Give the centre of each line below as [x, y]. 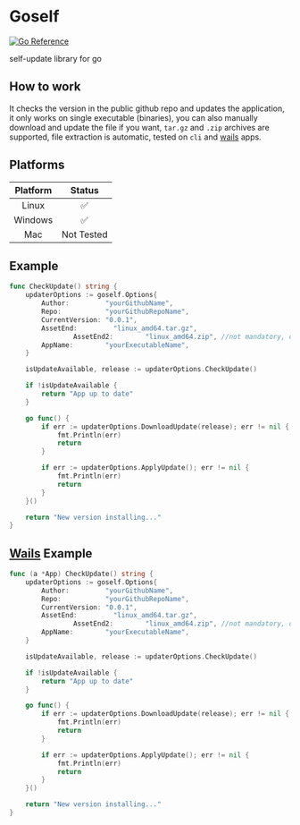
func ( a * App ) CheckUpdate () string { [81, 574]
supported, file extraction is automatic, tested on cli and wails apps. [135, 137]
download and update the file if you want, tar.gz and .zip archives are [139, 127]
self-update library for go [56, 58]
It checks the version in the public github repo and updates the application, [147, 108]
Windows [33, 219]
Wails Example [51, 553]
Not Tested [84, 234]
